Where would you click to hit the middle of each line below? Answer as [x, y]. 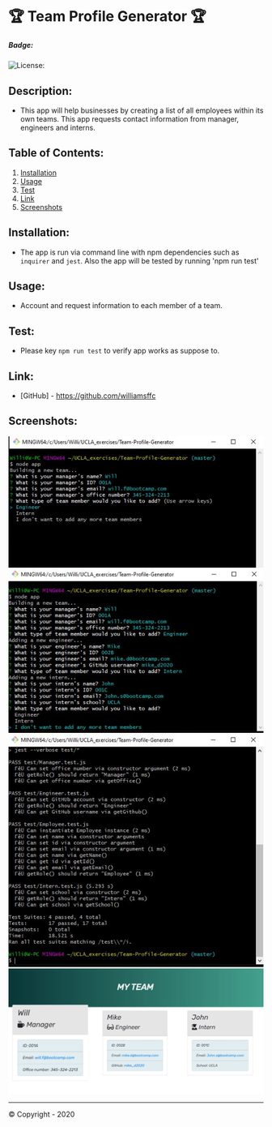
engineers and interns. [57, 127]
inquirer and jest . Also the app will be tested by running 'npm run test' [139, 260]
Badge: [21, 45]
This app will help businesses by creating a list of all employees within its [142, 110]
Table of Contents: [56, 153]
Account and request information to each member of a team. [121, 306]
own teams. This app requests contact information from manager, [130, 118]
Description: [40, 91]
